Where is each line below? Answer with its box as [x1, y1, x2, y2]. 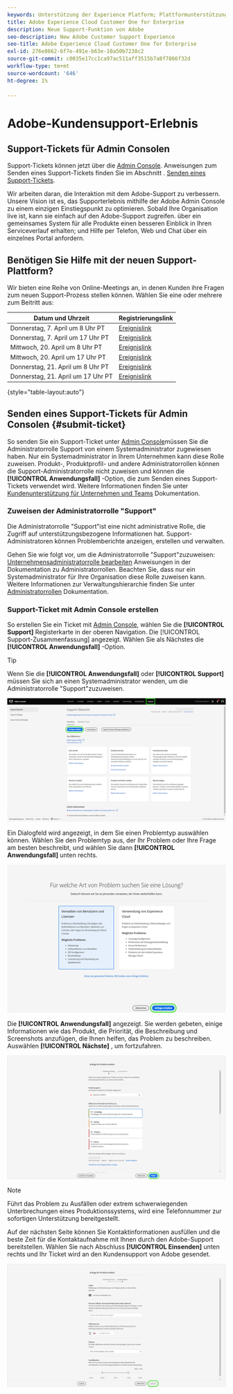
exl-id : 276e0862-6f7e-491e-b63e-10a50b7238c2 [7, 48, 144, 55]
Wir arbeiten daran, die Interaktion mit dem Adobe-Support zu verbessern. [7, 190, 221, 198]
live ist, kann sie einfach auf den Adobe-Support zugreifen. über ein [7, 212, 201, 221]
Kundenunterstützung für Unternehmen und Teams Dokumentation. [7, 489, 200, 497]
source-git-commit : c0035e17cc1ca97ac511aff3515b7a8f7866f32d [7, 56, 191, 63]
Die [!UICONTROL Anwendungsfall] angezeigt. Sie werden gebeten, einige [7, 1020, 223, 1028]
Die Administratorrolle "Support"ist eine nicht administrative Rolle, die [7, 522, 206, 530]
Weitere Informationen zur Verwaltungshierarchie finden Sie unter [7, 579, 196, 588]
